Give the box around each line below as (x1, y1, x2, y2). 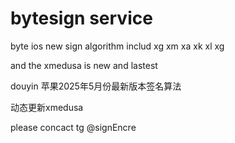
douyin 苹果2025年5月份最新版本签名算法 (10, 80, 182, 92)
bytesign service (10, 7, 153, 30)
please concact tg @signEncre (10, 121, 137, 133)
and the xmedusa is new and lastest (10, 59, 158, 71)
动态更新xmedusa (10, 101, 84, 113)
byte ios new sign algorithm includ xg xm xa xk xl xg (10, 40, 225, 52)
